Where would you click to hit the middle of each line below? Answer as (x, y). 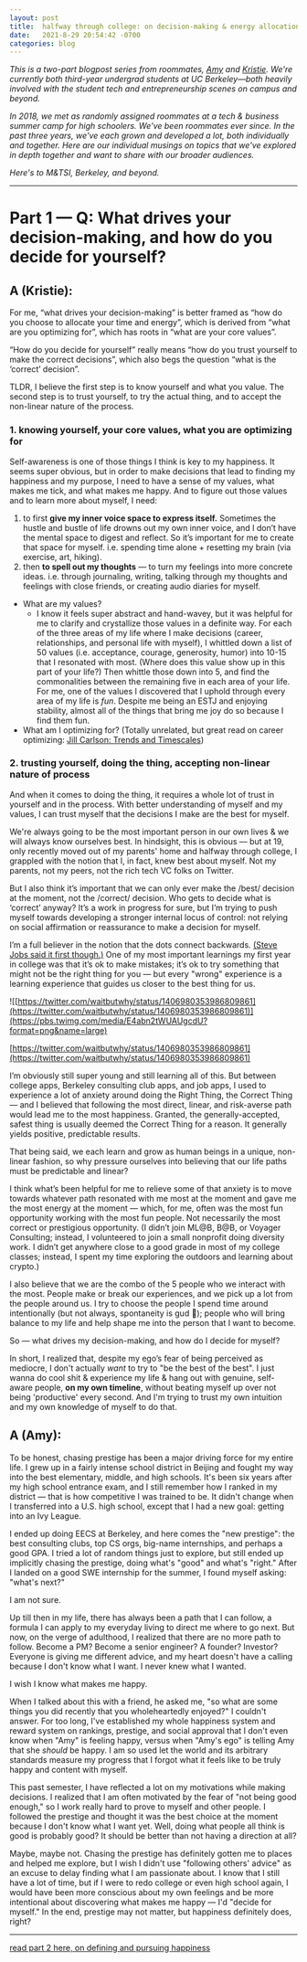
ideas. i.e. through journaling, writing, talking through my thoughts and (155, 576)
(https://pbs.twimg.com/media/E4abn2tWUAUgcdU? (109, 1021)
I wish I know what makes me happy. (79, 1683)
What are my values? (62, 603)
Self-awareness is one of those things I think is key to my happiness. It (143, 461)
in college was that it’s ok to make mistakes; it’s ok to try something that (144, 964)
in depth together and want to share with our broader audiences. (132, 155)
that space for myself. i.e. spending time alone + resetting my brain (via (157, 547)
